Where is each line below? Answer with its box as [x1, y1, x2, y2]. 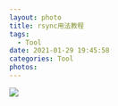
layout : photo [9, 12, 63, 22]
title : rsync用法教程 [9, 21, 85, 30]
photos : [9, 63, 38, 72]
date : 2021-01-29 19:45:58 [9, 46, 110, 55]
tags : [9, 29, 29, 38]
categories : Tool [9, 54, 74, 63]
